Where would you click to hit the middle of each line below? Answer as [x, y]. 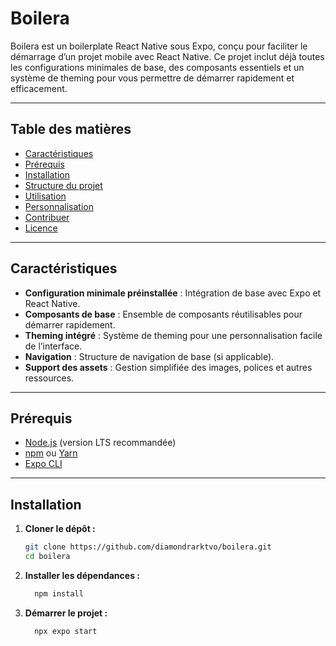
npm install [59, 593]
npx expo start [66, 631]
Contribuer [47, 217]
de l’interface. [53, 346]
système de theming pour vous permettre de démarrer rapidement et [152, 78]
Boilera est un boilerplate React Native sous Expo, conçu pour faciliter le [159, 46]
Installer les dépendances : [82, 575]
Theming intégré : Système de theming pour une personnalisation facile [173, 335]
